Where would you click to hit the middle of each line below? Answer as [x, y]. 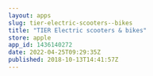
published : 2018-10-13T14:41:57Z [63, 60]
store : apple [30, 38]
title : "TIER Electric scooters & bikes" [78, 30]
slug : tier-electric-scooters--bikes [71, 23]
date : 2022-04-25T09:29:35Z [55, 52]
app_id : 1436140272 [40, 45]
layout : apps [30, 15]
